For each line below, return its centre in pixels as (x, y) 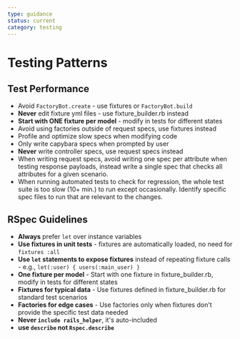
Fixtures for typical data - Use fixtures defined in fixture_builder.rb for (122, 290)
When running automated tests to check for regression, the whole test (121, 182)
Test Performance (49, 89)
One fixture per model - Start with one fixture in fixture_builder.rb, (115, 275)
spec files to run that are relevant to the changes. (90, 197)
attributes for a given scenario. (63, 174)
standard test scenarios (52, 298)
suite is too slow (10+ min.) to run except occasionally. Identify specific (122, 189)
